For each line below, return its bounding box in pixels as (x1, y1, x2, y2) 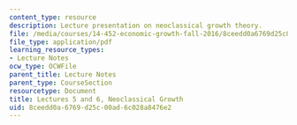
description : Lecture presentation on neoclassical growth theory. (9, 21, 263, 30)
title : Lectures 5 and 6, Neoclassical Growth (9, 94, 184, 104)
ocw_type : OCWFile (9, 62, 77, 71)
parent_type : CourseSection (9, 78, 113, 87)
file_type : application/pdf (9, 37, 113, 47)
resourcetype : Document (9, 86, 97, 95)
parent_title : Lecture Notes (9, 70, 117, 79)
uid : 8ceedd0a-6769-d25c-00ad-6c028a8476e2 (9, 103, 172, 112)
